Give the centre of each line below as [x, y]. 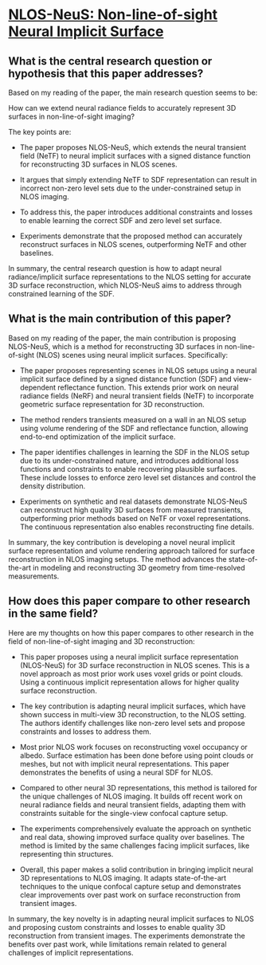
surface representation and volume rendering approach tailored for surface [131, 551]
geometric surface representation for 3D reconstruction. [112, 404]
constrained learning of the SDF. [61, 294]
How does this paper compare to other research [129, 601]
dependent [38, 387]
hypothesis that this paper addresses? [106, 73]
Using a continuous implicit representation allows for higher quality [129, 682]
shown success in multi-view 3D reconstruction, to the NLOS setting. [133, 714]
